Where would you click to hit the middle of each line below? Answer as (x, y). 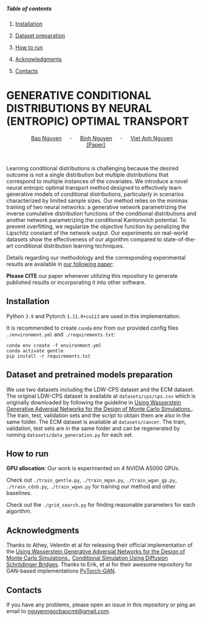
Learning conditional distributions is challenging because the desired (93, 168)
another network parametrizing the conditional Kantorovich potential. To (96, 220)
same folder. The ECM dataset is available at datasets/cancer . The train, (96, 422)
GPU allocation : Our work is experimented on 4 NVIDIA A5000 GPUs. (93, 468)
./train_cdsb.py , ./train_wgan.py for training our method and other (91, 487)
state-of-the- (180, 239)
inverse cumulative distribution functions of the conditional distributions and (101, 213)
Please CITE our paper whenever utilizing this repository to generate (92, 276)
